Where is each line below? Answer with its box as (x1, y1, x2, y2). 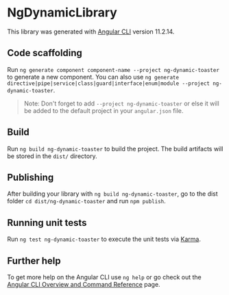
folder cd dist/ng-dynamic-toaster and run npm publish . (7, 197, 166, 205)
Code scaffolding (7, 47, 82, 59)
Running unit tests (7, 217, 87, 229)
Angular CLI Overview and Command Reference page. (7, 281, 160, 288)
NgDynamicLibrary (7, 5, 118, 21)
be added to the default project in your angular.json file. (23, 106, 184, 114)
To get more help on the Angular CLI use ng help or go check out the (7, 273, 202, 281)
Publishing (7, 171, 54, 183)
